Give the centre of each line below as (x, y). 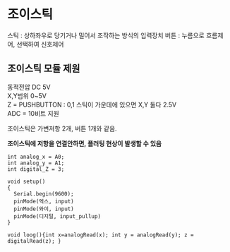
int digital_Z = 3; (36, 169)
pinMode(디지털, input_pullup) (57, 216)
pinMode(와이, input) (44, 209)
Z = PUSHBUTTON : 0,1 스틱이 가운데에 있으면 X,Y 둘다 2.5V (92, 104)
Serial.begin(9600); (44, 194)
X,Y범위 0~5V (27, 95)
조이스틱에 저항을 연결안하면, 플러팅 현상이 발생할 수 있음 (85, 143)
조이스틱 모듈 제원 (44, 69)
